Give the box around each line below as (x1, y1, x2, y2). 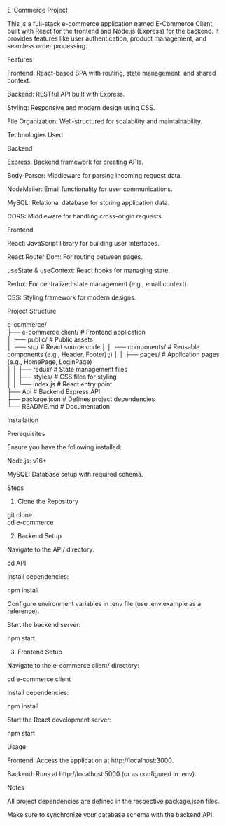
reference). (7, 607, 40, 615)
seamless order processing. (7, 42, 87, 50)
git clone (7, 511, 33, 519)
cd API (7, 559, 27, 567)
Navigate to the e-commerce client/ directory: (7, 661, 140, 669)
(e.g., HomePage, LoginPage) (7, 358, 92, 366)
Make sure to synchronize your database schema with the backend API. (7, 811, 215, 818)
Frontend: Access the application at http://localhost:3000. (7, 756, 174, 764)
